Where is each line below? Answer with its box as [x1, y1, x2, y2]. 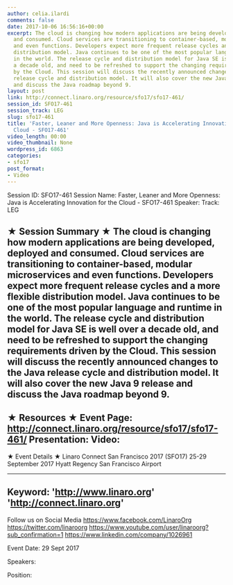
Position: [7, 570, 33, 579]
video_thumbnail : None [7, 140, 73, 147]
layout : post [7, 88, 45, 94]
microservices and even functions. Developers [7, 269, 214, 281]
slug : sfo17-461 [7, 113, 54, 120]
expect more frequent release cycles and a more [7, 279, 221, 292]
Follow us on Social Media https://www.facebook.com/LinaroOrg [7, 516, 192, 524]
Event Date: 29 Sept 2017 [7, 543, 80, 552]
